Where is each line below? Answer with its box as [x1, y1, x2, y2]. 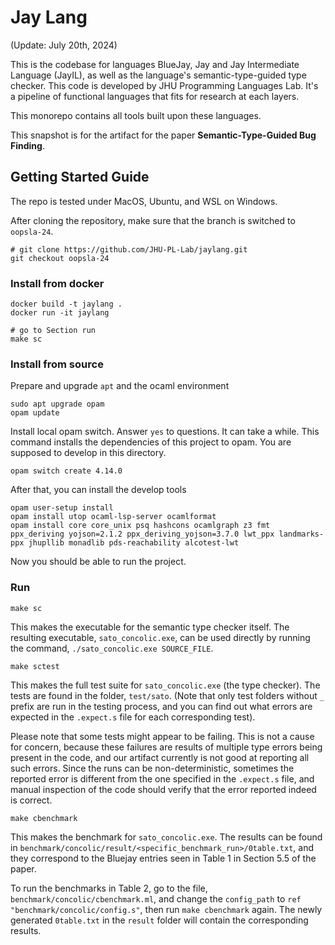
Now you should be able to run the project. [10, 556, 187, 568]
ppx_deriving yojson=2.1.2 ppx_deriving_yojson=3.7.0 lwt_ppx [10, 529, 275, 540]
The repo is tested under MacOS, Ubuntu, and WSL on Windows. [10, 195, 278, 207]
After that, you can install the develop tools [10, 484, 187, 496]
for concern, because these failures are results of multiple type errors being [10, 741, 323, 753]
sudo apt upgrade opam [10, 399, 105, 410]
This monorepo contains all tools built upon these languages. [10, 109, 262, 121]
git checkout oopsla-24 [10, 253, 110, 263]
